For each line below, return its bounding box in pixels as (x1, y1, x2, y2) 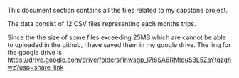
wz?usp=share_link (7, 63, 64, 71)
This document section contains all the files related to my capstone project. (7, 6, 228, 14)
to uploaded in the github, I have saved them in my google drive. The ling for (7, 41, 231, 48)
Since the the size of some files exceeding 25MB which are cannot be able (7, 33, 226, 41)
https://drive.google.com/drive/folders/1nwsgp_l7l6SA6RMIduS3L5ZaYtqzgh (7, 56, 232, 64)
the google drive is (7, 48, 63, 56)
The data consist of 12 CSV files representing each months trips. (7, 20, 197, 27)
